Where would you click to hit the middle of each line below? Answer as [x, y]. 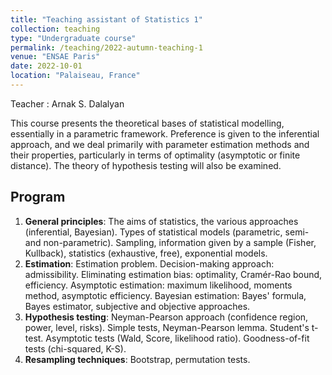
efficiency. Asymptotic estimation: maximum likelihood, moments [158, 285]
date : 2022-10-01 [46, 66]
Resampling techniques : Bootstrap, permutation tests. [137, 359]
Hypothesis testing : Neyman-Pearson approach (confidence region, [166, 317]
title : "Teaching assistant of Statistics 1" [106, 19]
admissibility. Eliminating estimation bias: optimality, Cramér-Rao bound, [173, 274]
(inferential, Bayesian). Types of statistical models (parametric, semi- [167, 232]
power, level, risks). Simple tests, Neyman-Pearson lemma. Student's [167, 327]
